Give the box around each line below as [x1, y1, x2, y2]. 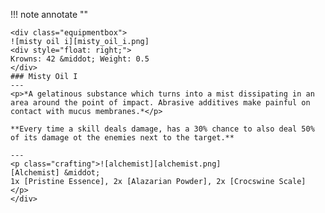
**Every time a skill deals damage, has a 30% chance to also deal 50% [10, 124, 315, 134]
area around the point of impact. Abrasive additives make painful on [10, 98, 311, 108]
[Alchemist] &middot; [10, 168, 101, 178]
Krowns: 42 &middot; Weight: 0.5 [10, 54, 150, 64]
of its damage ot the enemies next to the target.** [10, 133, 235, 143]
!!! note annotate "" [10, 9, 89, 20]
